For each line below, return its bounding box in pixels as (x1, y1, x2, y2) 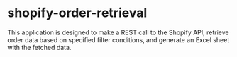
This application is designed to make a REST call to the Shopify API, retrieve (7, 28, 229, 37)
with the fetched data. (7, 43, 72, 51)
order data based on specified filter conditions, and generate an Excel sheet (7, 35, 230, 44)
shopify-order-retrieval (7, 5, 148, 21)
